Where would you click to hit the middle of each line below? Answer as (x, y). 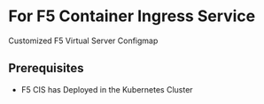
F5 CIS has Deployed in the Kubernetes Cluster (107, 89)
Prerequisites (46, 68)
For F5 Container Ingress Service (132, 16)
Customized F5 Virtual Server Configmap (83, 41)
